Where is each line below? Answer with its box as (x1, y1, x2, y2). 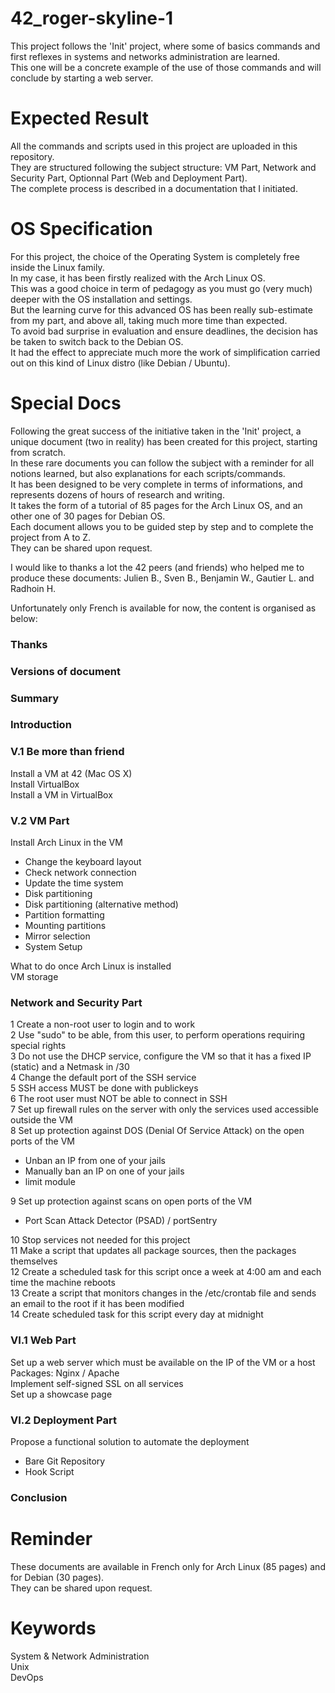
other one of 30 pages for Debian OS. (10, 510, 166, 522)
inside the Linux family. (10, 261, 105, 273)
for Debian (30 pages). (10, 1571, 105, 1583)
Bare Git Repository (24, 1455, 106, 1467)
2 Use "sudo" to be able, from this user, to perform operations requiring (10, 1029, 305, 1041)
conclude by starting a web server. (10, 72, 154, 84)
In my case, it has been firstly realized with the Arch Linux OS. (10, 272, 266, 284)
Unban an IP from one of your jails (24, 1155, 166, 1167)
